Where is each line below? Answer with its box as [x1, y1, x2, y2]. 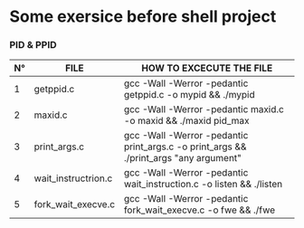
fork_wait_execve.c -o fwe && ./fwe [123, 204, 276, 216]
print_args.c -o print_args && [123, 140, 247, 153]
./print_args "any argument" [123, 152, 242, 165]
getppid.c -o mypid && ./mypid [123, 89, 255, 101]
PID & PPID [9, 39, 57, 52]
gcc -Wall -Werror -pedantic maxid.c [123, 103, 285, 116]
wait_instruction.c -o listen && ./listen [123, 178, 283, 191]
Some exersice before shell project [9, 6, 277, 27]
